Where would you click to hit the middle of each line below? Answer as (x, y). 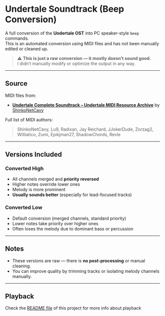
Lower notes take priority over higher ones (55, 223)
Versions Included (34, 155)
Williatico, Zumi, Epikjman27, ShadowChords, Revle (69, 134)
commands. (17, 38)
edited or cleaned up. (27, 49)
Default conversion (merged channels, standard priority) (69, 218)
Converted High (25, 169)
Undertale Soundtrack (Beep (65, 9)
